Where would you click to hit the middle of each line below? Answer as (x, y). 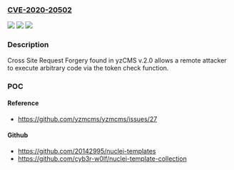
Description (28, 45)
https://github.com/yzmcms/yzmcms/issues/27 (87, 119)
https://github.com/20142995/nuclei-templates (87, 151)
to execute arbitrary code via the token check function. (88, 68)
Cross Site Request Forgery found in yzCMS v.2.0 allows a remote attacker (117, 60)
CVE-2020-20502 (40, 10)
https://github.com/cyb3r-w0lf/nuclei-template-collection (102, 159)
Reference (23, 103)
